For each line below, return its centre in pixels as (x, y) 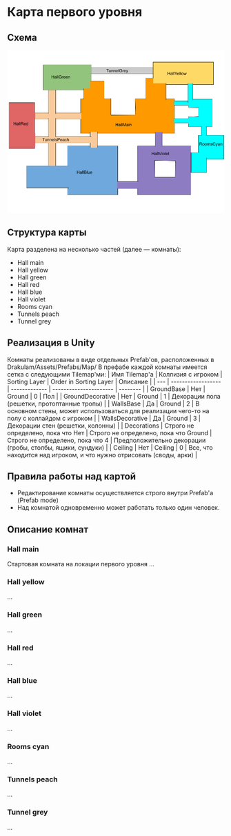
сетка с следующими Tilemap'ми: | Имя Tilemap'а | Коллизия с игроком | (115, 374)
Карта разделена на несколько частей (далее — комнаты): (94, 249)
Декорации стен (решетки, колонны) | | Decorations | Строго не (101, 426)
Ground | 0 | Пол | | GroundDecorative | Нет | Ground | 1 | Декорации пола (114, 396)
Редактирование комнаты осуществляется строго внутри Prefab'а (115, 493)
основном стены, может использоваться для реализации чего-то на (108, 410)
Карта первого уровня (75, 12)
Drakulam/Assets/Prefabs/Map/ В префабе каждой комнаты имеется (107, 367)
